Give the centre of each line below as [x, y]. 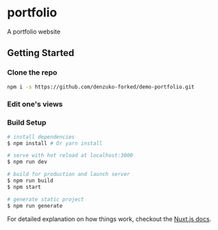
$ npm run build [30, 181]
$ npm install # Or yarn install [55, 143]
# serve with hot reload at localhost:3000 [70, 155]
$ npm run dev [27, 162]
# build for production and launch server [69, 175]
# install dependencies [41, 137]
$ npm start [24, 187]
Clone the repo [32, 73]
